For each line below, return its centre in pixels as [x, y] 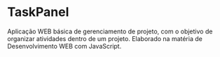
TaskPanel [38, 12]
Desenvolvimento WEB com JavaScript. [64, 46]
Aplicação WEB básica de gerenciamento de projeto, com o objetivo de [110, 31]
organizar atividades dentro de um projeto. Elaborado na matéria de [105, 38]
